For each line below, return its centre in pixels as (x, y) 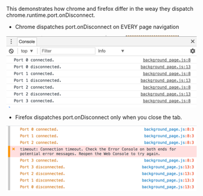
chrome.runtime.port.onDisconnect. (51, 15)
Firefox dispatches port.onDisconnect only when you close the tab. (98, 117)
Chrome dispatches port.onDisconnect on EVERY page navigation (97, 27)
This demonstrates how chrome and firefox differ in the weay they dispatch (100, 9)
